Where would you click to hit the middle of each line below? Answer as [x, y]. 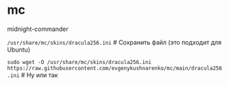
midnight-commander [38, 29]
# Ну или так [39, 75]
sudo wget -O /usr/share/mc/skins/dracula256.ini [80, 62]
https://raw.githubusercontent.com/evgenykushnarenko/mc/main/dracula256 [115, 68]
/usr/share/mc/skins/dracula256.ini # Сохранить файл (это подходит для [114, 42]
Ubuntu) [19, 50]
